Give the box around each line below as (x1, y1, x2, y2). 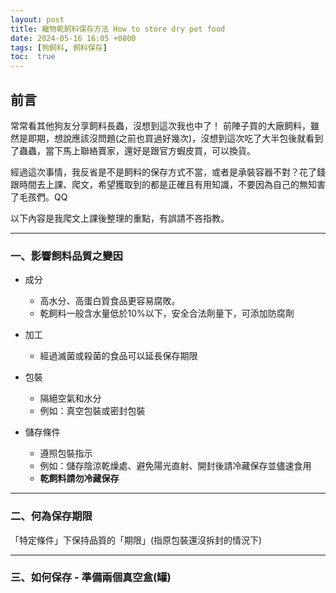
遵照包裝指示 (39, 447, 93, 460)
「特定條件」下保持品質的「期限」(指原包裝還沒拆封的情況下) (10, 534, 263, 546)
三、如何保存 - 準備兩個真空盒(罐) (10, 571, 172, 585)
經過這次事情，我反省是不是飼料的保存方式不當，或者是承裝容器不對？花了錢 (10, 166, 326, 178)
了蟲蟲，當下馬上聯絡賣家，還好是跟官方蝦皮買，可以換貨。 (10, 144, 256, 156)
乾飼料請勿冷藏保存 (39, 472, 120, 485)
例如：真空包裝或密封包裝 (39, 405, 146, 417)
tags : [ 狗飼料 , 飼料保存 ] (10, 42, 108, 53)
